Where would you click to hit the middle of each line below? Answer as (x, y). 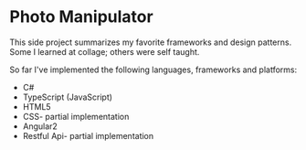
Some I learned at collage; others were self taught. (105, 51)
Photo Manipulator (81, 17)
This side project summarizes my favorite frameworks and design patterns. (151, 42)
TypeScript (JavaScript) (67, 97)
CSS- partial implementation (76, 116)
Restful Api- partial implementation (88, 135)
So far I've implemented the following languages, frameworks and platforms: (153, 70)
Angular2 (40, 126)
